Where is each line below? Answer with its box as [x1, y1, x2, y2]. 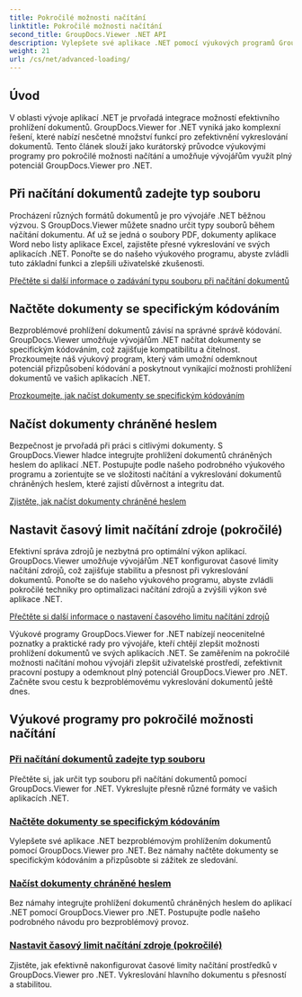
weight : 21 [9, 47, 50, 56]
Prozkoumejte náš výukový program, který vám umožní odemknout [9, 354, 258, 364]
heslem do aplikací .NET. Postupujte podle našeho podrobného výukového [9, 460, 286, 471]
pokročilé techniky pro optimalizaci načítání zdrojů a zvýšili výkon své [9, 584, 268, 595]
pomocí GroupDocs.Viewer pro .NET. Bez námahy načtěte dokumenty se [9, 845, 279, 856]
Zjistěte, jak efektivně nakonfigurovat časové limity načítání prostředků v [9, 959, 278, 970]
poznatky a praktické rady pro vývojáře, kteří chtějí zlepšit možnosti [9, 638, 260, 649]
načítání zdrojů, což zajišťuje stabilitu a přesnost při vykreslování [9, 565, 249, 576]
